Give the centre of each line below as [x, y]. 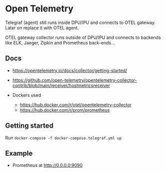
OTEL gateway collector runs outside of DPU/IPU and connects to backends [83, 37]
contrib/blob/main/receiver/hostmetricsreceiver [61, 85]
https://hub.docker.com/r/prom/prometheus [65, 110]
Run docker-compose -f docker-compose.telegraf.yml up [64, 138]
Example [19, 153]
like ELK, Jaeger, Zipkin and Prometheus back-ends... [60, 42]
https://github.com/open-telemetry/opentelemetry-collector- [75, 80]
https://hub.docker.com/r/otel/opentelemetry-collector [76, 105]
